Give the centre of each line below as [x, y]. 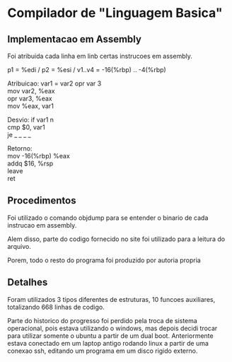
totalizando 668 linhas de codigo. [56, 307]
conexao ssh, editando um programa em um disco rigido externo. [103, 351]
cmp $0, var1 [26, 127]
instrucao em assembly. [42, 225]
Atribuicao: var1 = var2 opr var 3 [54, 83]
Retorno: [20, 148]
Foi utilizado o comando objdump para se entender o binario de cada [108, 218]
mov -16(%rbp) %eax [39, 156]
